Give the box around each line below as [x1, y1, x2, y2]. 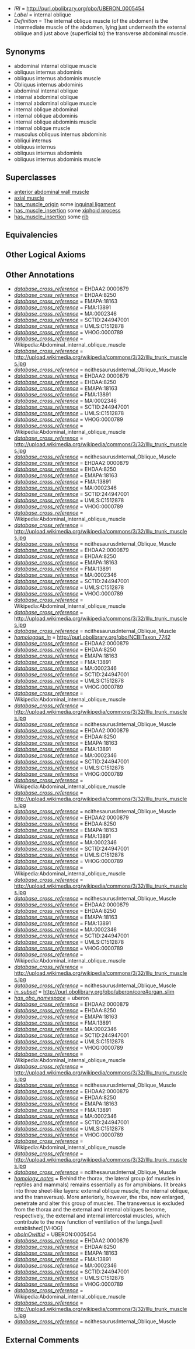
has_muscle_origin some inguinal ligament [13, 200, 116, 207]
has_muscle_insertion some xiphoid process [13, 207, 121, 214]
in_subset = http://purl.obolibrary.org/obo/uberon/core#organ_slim [13, 988, 175, 995]
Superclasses [5, 173, 57, 183]
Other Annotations [5, 269, 75, 280]
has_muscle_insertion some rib [13, 213, 89, 220]
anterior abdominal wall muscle [13, 188, 89, 195]
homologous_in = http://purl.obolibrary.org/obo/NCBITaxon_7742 [13, 634, 171, 641]
